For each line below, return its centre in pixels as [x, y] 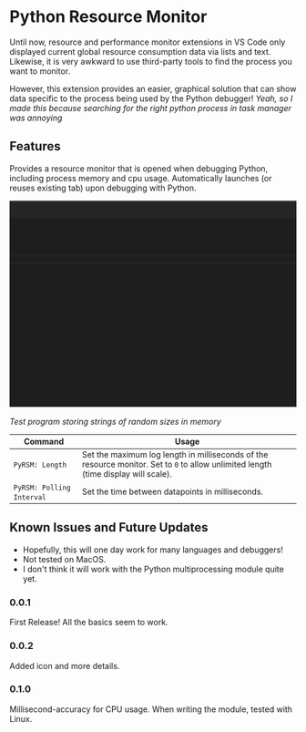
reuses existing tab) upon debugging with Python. [103, 188]
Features [35, 146]
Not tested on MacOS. [64, 559]
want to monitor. [40, 71]
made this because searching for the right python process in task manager [150, 108]
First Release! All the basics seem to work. [89, 623]
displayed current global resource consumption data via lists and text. [140, 51]
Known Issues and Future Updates [109, 527]
